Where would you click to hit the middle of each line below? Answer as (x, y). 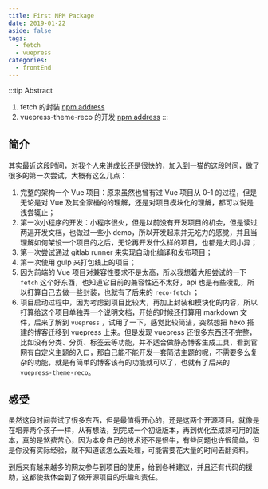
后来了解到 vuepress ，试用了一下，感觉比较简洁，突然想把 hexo (140, 322)
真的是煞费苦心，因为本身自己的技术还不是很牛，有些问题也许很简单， (137, 440)
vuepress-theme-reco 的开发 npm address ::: (94, 117)
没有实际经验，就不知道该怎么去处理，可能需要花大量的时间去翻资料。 (137, 450)
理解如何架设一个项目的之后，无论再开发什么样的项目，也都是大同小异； (138, 242)
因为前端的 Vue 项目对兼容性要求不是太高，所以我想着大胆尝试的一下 (133, 272)
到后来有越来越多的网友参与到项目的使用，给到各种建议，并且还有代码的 (127, 467)
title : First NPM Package (51, 16)
